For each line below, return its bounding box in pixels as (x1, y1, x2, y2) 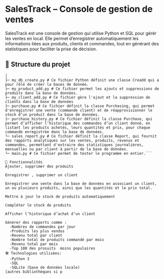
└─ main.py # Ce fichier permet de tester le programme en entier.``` (5, 151, 153, 156)
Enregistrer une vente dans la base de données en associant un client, (5, 181, 157, 186)
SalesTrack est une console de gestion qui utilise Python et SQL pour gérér (5, 30, 157, 36)
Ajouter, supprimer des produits (5, 164, 74, 169)
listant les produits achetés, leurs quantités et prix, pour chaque (5, 125, 151, 130)
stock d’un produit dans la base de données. (5, 112, 100, 117)
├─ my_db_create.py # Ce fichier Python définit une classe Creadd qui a (5, 77, 160, 82)
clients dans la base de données (5, 99, 74, 104)
